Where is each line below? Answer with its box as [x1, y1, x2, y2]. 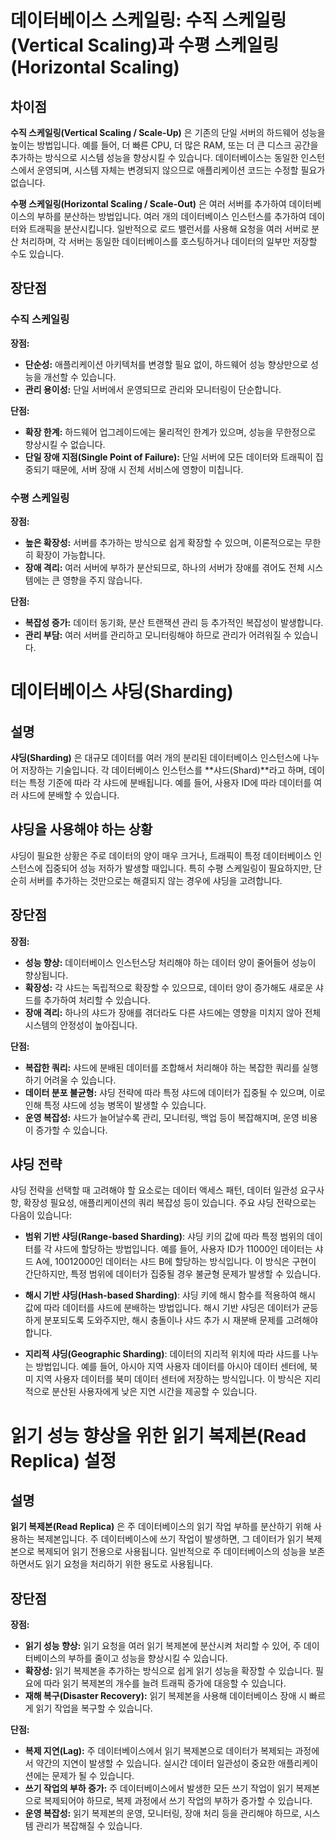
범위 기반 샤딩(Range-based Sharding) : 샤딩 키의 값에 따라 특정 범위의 [24, 1231, 305, 1243]
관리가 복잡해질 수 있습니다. [35, 1820, 143, 1832]
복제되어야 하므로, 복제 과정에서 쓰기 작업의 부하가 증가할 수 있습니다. [43, 1795, 313, 1807]
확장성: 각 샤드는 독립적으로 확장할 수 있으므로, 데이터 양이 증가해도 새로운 [24, 981, 314, 993]
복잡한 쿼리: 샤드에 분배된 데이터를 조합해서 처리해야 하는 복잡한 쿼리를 [24, 1061, 300, 1073]
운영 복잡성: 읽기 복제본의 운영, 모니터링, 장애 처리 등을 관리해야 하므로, [24, 1807, 302, 1820]
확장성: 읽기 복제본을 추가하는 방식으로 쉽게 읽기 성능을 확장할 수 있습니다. [24, 1665, 314, 1677]
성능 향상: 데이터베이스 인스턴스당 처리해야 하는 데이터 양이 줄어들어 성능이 [24, 956, 317, 968]
